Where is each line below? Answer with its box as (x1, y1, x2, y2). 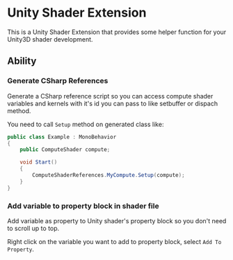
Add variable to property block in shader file (7, 201, 159, 211)
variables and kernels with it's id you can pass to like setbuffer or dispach (7, 99, 218, 107)
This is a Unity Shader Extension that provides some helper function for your (7, 28, 227, 36)
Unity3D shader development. (7, 35, 93, 43)
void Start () (19, 159, 58, 166)
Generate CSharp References (7, 76, 109, 86)
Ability (7, 55, 37, 67)
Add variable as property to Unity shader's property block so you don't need (7, 216, 227, 225)
